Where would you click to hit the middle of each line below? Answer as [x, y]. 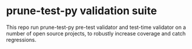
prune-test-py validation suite [82, 11]
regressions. [21, 40]
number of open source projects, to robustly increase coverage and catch [96, 33]
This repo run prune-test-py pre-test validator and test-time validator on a [96, 27]
